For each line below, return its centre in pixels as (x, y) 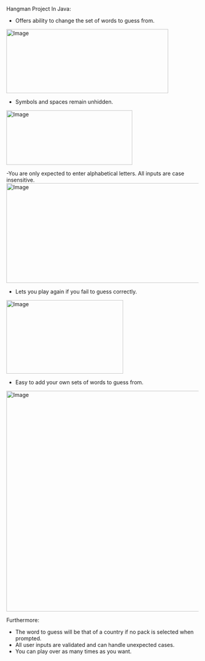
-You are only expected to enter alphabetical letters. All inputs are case (95, 173)
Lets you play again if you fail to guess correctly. (76, 291)
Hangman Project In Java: (39, 9)
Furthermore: (23, 620)
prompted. (28, 638)
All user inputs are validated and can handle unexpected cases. (95, 645)
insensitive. (21, 180)
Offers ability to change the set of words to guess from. (85, 20)
